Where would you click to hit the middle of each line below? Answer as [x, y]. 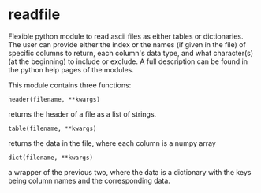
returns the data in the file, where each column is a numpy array [112, 143]
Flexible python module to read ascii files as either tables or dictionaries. [126, 36]
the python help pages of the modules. [71, 69]
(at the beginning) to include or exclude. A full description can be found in [128, 61]
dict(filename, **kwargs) [50, 158]
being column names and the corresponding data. [89, 180]
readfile [34, 15]
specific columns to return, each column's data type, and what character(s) [131, 53]
